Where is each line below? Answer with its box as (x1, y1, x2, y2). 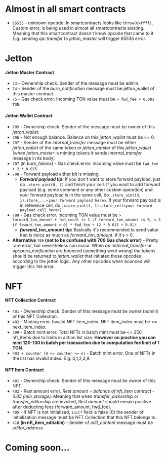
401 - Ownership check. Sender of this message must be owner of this (12, 378, 156, 383)
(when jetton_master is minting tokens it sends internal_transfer (12, 150, 142, 156)
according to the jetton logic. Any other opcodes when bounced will (12, 258, 151, 264)
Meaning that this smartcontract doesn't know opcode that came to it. (12, 30, 155, 36)
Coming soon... (5, 442, 70, 454)
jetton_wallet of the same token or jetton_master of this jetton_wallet (12, 145, 152, 151)
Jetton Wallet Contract (5, 113, 53, 118)
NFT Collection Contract (5, 297, 56, 303)
